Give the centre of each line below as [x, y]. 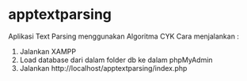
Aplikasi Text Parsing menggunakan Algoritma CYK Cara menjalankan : [124, 36]
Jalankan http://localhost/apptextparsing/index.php [103, 68]
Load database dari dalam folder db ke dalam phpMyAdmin [116, 60]
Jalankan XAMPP [48, 51]
